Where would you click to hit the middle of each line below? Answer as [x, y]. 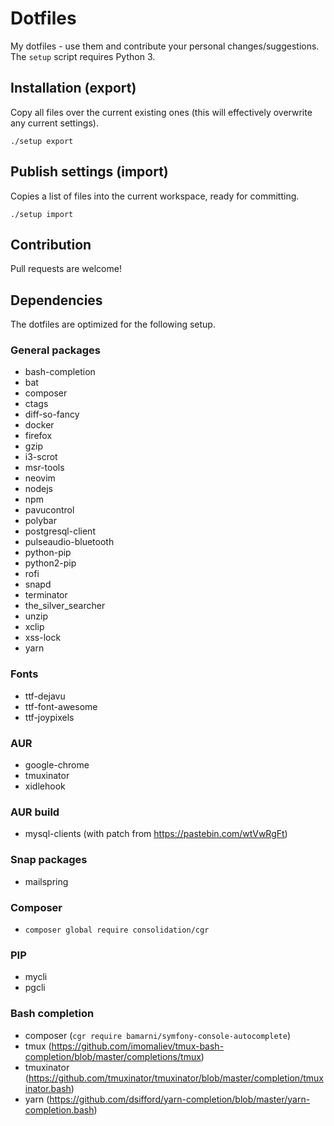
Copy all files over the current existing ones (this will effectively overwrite [161, 112]
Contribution [51, 244]
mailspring [46, 881]
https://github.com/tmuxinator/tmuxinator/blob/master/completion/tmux [176, 1078]
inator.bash [48, 1088]
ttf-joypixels [49, 717]
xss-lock [43, 638]
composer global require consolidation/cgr [117, 930]
